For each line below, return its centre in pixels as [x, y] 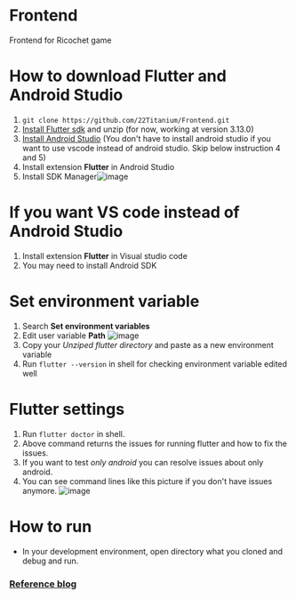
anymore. [40, 490]
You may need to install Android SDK [89, 265]
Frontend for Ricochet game [60, 40]
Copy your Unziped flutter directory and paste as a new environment [148, 344]
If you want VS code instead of [124, 212]
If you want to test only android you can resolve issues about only [143, 462]
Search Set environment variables [86, 326]
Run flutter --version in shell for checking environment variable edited [154, 364]
